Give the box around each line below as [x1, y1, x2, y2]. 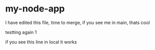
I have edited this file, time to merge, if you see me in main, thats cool [5, 19, 150, 25]
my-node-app [5, 3, 65, 14]
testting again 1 [5, 29, 37, 35]
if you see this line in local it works [5, 38, 77, 45]
